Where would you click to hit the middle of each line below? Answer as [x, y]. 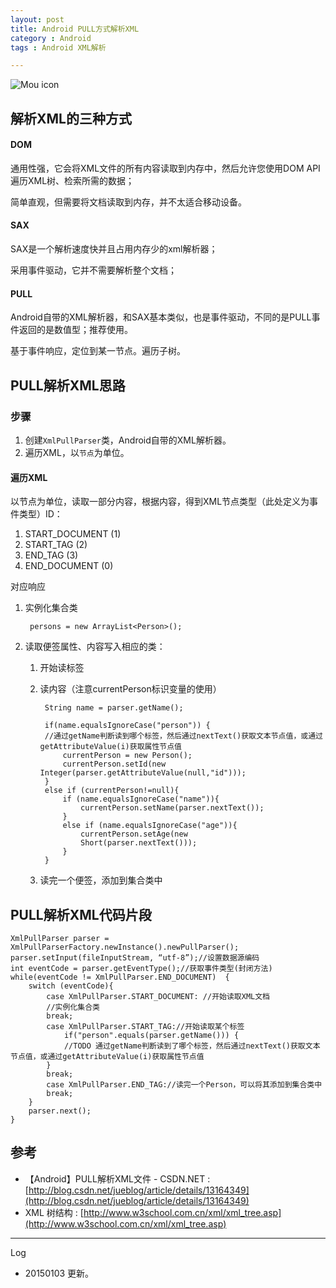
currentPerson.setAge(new [134, 834]
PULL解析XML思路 [68, 385]
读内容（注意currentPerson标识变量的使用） [130, 689]
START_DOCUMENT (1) [73, 534]
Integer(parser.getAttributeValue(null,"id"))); [143, 773]
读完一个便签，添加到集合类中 [101, 880]
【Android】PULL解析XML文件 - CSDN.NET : [117, 1178]
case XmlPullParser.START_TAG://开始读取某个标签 [145, 1026]
